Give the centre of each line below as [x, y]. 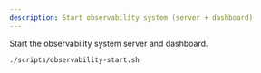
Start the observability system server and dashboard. [109, 43]
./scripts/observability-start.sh [75, 59]
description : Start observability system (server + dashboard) [131, 18]
